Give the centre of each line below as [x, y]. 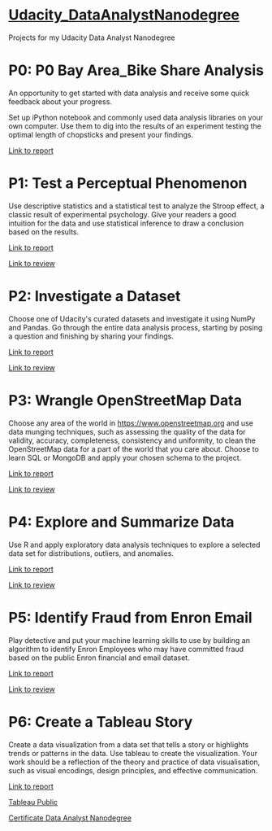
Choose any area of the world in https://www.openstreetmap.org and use [131, 423]
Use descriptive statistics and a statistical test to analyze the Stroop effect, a [136, 206]
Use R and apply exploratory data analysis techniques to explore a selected [134, 545]
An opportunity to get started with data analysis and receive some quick [129, 93]
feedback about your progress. [60, 101]
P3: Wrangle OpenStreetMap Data [125, 400]
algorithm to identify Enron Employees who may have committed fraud [126, 649]
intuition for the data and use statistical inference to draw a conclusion [126, 223]
